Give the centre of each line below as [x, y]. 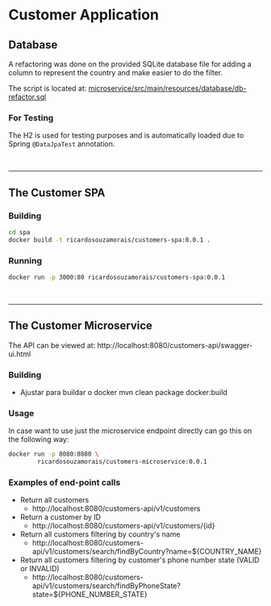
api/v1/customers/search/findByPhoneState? [106, 586]
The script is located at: [48, 88]
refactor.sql [27, 97]
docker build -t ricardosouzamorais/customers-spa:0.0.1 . [110, 240]
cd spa [19, 232]
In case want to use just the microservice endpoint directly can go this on [130, 431]
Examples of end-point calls [65, 482]
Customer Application [84, 15]
